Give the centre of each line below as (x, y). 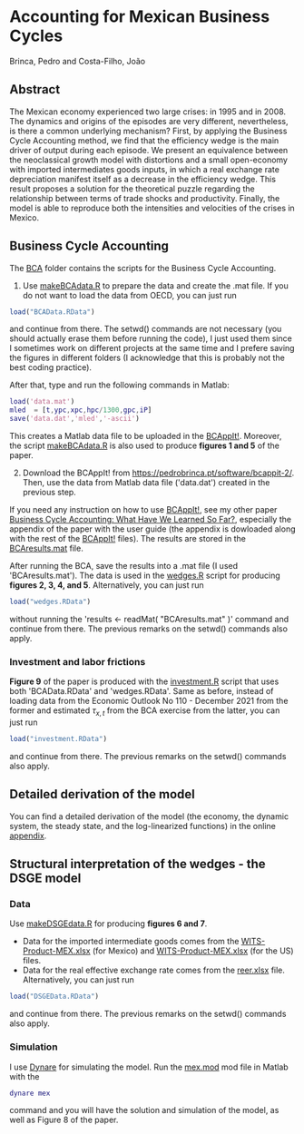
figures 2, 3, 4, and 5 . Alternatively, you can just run (107, 585)
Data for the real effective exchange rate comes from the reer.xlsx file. (154, 970)
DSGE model (45, 879)
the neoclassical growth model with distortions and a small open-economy (149, 160)
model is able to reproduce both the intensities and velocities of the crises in (152, 208)
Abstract (35, 89)
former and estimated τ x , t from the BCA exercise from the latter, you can (145, 712)
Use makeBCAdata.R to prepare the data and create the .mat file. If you (155, 285)
